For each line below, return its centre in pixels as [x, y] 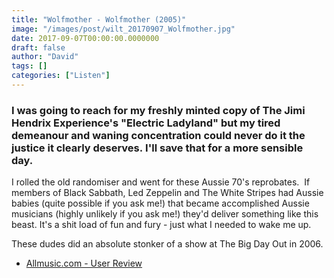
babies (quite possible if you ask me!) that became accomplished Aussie [160, 203]
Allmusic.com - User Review [84, 263]
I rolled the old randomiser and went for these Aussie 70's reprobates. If [161, 182]
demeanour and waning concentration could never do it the [158, 135]
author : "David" [45, 57]
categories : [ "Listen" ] [61, 76]
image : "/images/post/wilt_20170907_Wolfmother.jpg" [123, 29]
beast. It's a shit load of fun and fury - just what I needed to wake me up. [161, 225]
